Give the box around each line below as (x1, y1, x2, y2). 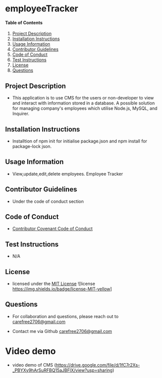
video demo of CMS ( (12, 362, 56, 368)
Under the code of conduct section (12, 198, 84, 204)
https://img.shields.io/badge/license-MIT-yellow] (12, 286, 112, 292)
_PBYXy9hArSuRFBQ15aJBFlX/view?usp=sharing (12, 367, 113, 373)
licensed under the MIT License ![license (12, 281, 95, 287)
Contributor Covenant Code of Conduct (12, 226, 93, 232)
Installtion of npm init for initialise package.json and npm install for (12, 138, 147, 144)
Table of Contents (5, 19, 43, 25)
